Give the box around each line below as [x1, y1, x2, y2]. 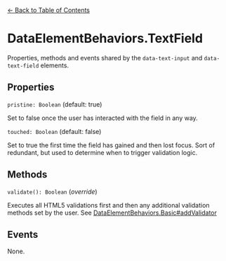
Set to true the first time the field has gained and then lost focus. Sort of [7, 140, 215, 149]
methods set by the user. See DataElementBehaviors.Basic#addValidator [7, 208, 218, 217]
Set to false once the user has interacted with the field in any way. [7, 114, 198, 122]
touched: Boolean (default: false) [7, 127, 102, 135]
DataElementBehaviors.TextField [7, 31, 204, 46]
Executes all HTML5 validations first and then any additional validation [7, 201, 210, 209]
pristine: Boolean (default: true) [7, 100, 102, 108]
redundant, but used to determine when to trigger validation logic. [7, 148, 198, 156]
